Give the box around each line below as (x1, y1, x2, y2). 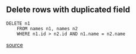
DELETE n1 (6, 20, 31, 26)
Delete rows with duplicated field (6, 5, 130, 15)
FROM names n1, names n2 (17, 26, 78, 31)
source (6, 41, 24, 48)
